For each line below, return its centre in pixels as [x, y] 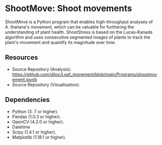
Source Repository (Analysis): [42, 69]
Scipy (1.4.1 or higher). [34, 132]
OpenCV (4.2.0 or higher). [38, 122]
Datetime [21, 127]
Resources [22, 58]
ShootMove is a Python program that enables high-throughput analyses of [79, 22]
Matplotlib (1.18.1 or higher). [39, 137]
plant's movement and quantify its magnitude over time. [60, 42]
